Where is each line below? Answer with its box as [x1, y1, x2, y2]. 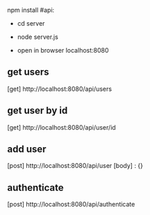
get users [7, 66, 50, 78]
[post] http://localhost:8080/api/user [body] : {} [7, 162, 144, 170]
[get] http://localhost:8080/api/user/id [7, 123, 116, 131]
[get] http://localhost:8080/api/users [7, 85, 112, 93]
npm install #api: [7, 6, 55, 14]
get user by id [7, 105, 68, 117]
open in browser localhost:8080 [17, 46, 109, 54]
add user [7, 144, 47, 155]
